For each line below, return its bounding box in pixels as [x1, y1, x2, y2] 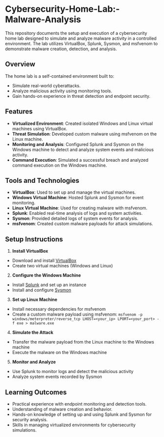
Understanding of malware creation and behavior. [12, 407, 113, 412]
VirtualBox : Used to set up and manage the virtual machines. [12, 189, 136, 195]
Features [5, 107, 33, 116]
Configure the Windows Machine [12, 272, 81, 278]
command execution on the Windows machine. [12, 162, 107, 168]
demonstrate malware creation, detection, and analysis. [5, 46, 117, 52]
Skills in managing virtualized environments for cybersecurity [12, 422, 136, 428]
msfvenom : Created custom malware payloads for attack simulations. [12, 221, 153, 227]
